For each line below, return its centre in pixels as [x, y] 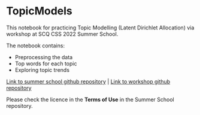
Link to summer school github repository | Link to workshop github [88, 81]
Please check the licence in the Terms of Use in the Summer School [90, 99]
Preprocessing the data [44, 57]
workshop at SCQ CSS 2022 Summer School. [62, 34]
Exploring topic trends [42, 69]
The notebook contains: [35, 46]
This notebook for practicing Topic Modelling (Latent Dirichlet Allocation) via [100, 28]
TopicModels [40, 11]
